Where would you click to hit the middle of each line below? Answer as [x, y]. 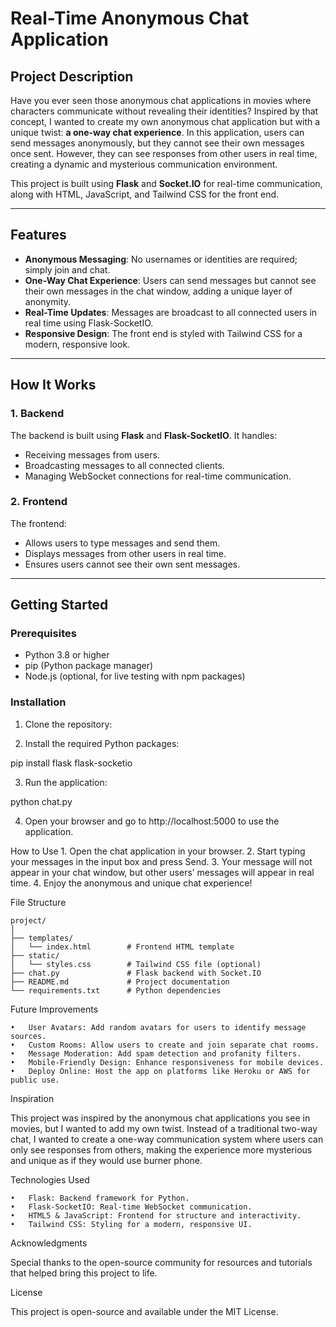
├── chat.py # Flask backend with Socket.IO [136, 973]
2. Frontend [39, 502]
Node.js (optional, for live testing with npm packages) [135, 676]
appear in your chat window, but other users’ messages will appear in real [162, 872]
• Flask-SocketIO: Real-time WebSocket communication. [131, 1207]
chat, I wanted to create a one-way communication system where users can [167, 1139]
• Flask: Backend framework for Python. [100, 1198]
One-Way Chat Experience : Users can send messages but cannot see [170, 280]
